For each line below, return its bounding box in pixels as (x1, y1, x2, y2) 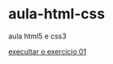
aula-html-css (8, 5, 106, 23)
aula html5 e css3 (8, 31, 67, 41)
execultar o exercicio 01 (8, 46, 87, 56)
